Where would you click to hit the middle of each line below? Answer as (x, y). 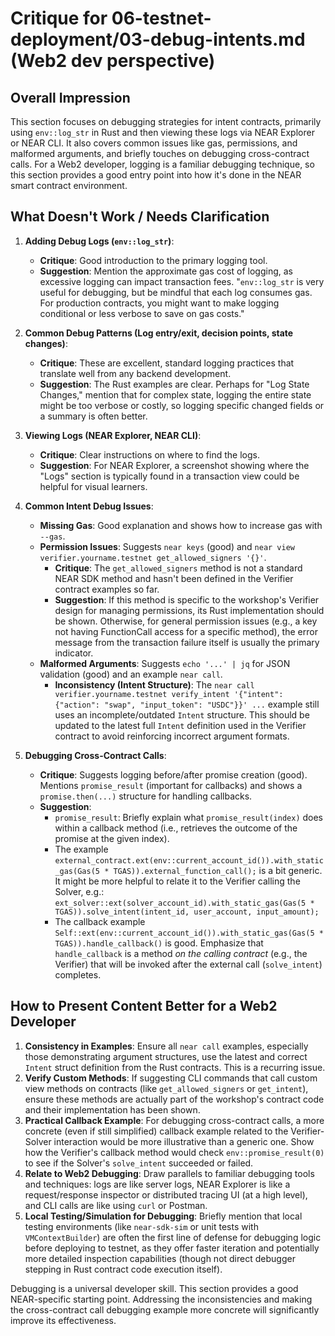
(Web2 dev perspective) (113, 61)
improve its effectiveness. (63, 1320)
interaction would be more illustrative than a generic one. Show (184, 1141)
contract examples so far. (107, 589)
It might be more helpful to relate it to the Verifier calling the (177, 881)
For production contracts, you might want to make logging (159, 303)
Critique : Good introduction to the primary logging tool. (153, 260)
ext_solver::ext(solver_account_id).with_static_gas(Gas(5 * (184, 903)
